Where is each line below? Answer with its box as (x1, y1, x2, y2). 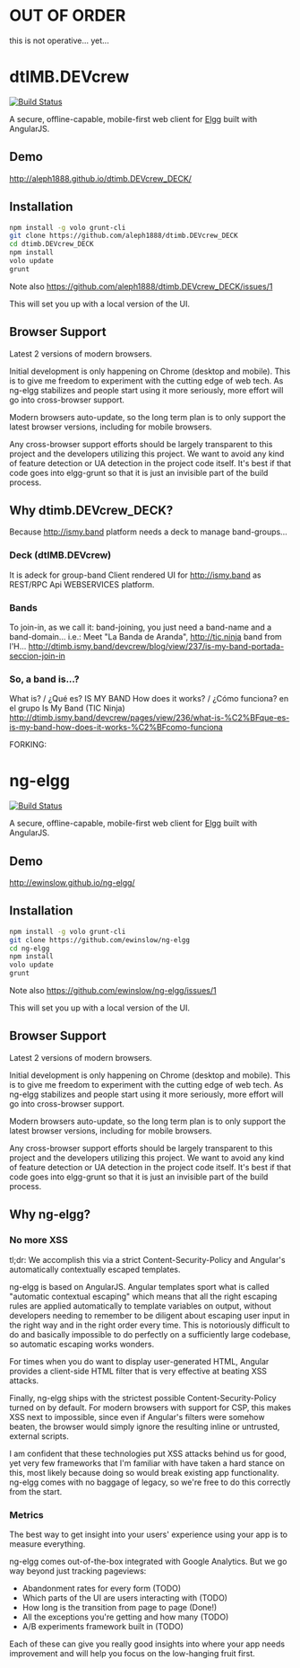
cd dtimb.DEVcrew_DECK (9, 240, 94, 249)
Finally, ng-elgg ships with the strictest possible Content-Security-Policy (9, 1392, 277, 1403)
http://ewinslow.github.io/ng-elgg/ (9, 878, 136, 888)
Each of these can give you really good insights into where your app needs (9, 1638, 285, 1649)
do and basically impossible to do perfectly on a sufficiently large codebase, (9, 1328, 291, 1339)
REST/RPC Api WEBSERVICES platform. (9, 578, 155, 589)
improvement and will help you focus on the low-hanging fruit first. (9, 1647, 255, 1658)
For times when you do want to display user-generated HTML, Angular (9, 1355, 270, 1366)
